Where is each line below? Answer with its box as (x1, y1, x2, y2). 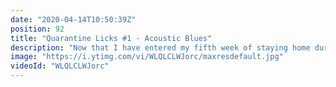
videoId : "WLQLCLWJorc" (10, 61, 110, 71)
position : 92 (10, 24, 65, 34)
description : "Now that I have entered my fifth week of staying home (10, 42, 311, 53)
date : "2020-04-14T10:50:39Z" (10, 14, 137, 25)
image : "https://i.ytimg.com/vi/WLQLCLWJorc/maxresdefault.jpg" (10, 52, 284, 62)
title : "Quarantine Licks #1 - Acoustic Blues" (10, 33, 213, 43)
